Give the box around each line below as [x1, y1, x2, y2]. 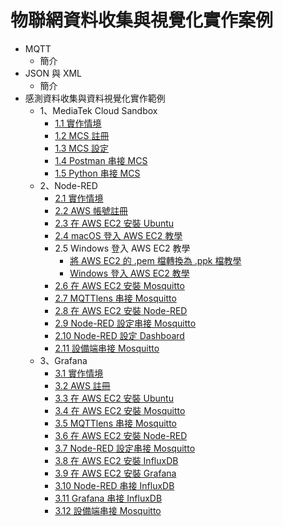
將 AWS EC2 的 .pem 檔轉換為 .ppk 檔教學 [69, 254, 242, 266]
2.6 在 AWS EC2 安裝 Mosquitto [54, 279, 185, 291]
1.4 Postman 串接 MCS [54, 154, 148, 166]
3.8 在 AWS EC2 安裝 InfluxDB [54, 454, 179, 466]
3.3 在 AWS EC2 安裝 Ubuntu [54, 392, 174, 404]
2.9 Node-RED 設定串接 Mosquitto [54, 317, 197, 329]
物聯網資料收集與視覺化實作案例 [10, 9, 274, 32]
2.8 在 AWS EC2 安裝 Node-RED [54, 304, 188, 316]
